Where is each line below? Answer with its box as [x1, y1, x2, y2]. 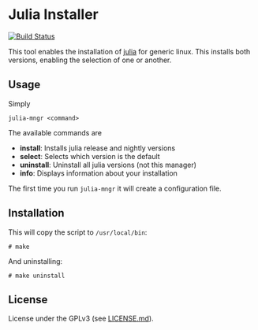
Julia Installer [8, 6, 99, 24]
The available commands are [8, 128, 103, 137]
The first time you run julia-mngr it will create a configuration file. [8, 184, 222, 193]
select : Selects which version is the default [19, 151, 160, 161]
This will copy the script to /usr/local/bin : [8, 227, 148, 237]
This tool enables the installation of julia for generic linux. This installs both [8, 46, 251, 56]
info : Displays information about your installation [19, 168, 178, 178]
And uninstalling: [8, 256, 63, 265]
